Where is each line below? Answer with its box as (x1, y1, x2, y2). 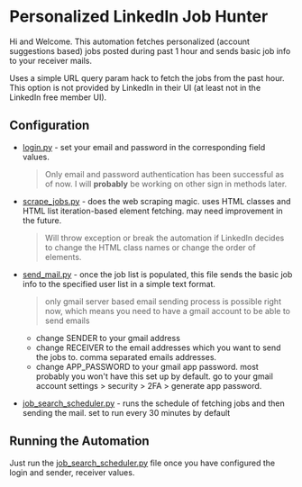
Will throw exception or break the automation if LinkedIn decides (44, 232, 285, 243)
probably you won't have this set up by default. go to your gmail (35, 371, 273, 382)
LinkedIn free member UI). (9, 92, 107, 103)
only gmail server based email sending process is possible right (44, 295, 282, 307)
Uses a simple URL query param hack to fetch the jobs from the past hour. (9, 72, 286, 83)
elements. (44, 251, 82, 262)
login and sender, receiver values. (9, 466, 135, 478)
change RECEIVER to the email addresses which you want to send (35, 342, 281, 353)
